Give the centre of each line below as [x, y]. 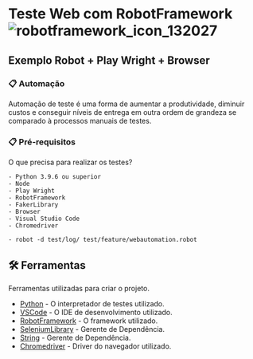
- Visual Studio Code [44, 219]
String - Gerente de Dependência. [75, 337]
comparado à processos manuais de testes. [80, 120]
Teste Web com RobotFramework [121, 14]
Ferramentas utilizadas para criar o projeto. [79, 288]
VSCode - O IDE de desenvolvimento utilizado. [96, 312]
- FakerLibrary [33, 205]
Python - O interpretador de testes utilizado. [92, 303]
